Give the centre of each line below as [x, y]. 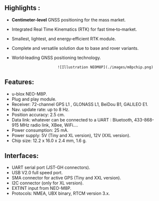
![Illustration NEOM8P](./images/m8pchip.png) [106, 67]
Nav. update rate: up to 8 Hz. [41, 109]
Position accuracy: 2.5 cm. [38, 115]
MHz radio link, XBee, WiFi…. [49, 125]
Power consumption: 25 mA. [40, 130]
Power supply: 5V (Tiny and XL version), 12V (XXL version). [71, 135]
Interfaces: [22, 156]
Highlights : [22, 8]
